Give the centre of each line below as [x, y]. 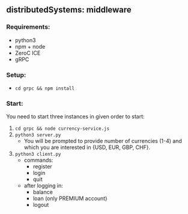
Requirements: [28, 27]
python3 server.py [38, 135]
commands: [38, 160]
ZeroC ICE [28, 53]
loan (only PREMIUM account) [70, 198]
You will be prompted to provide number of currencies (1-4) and [103, 141]
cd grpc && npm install [45, 88]
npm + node [30, 46]
